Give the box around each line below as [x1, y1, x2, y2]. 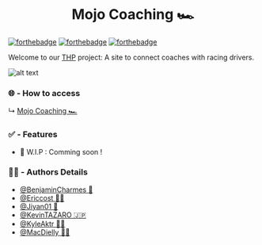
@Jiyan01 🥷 [19, 201, 59, 211]
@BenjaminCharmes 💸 [19, 185, 93, 194]
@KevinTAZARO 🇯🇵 [19, 210, 87, 220]
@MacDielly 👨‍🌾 [19, 227, 70, 237]
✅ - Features [8, 129, 58, 140]
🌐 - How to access [8, 87, 81, 98]
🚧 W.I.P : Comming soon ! [19, 147, 103, 156]
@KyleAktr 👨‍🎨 [19, 219, 66, 228]
